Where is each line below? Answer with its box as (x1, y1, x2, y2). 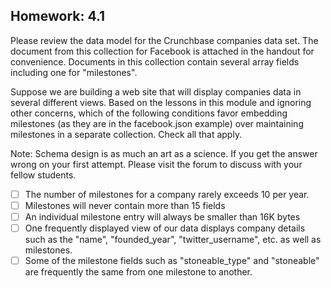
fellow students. (10, 169, 77, 181)
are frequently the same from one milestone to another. (24, 266, 253, 278)
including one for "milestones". (10, 66, 138, 78)
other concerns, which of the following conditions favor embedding (10, 107, 288, 119)
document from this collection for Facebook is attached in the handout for (10, 45, 315, 57)
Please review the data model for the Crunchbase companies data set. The (10, 34, 319, 46)
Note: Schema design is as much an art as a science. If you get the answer (10, 147, 318, 159)
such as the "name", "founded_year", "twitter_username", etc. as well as (24, 234, 322, 246)
